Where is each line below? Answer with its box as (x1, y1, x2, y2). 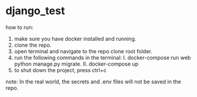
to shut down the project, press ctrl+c (14, 66, 107, 73)
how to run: (5, 24, 34, 31)
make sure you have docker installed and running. (14, 35, 136, 42)
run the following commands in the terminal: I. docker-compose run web (14, 54, 191, 61)
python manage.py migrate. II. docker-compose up (14, 60, 139, 67)
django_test (5, 4, 65, 18)
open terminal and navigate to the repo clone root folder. (14, 47, 152, 54)
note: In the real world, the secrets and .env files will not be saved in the (5, 78, 182, 85)
